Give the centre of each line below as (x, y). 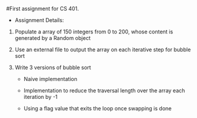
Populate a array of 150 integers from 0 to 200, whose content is (94, 32)
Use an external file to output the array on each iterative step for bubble (103, 49)
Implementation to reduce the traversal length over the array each (104, 91)
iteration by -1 (40, 97)
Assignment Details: (39, 20)
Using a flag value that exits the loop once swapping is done (98, 108)
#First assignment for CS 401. (43, 9)
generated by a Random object (53, 38)
